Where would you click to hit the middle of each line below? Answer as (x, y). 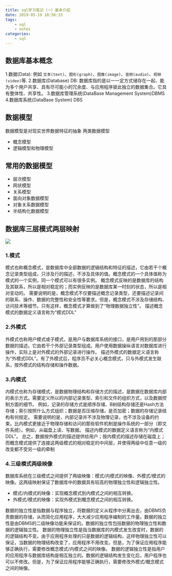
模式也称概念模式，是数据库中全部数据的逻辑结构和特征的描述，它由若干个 (84, 268)
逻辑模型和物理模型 (33, 148)
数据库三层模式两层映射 (42, 229)
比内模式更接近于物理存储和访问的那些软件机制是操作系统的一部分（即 (88, 424)
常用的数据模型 (29, 165)
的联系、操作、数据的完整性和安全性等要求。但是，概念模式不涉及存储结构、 (86, 300)
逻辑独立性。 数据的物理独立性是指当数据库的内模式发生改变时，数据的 (89, 530)
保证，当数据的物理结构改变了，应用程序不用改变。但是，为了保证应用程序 (84, 543)
